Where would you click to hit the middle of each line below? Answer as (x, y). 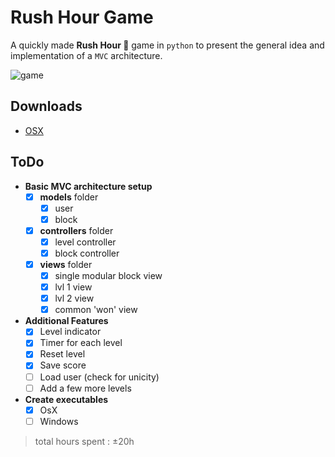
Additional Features (66, 321)
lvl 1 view (73, 287)
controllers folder (76, 230)
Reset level (62, 354)
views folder (66, 264)
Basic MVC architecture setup (88, 186)
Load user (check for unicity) (99, 377)
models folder (69, 197)
